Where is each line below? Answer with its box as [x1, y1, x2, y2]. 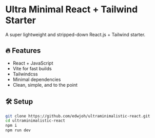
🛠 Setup [5, 97, 33, 106]
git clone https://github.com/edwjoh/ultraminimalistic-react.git [5, 113, 150, 119]
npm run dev [5, 128, 31, 133]
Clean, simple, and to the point [12, 82, 78, 88]
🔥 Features [5, 46, 41, 55]
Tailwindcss [12, 71, 38, 77]
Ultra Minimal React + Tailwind [5, 4, 138, 15]
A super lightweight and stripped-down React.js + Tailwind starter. [5, 31, 146, 37]
